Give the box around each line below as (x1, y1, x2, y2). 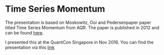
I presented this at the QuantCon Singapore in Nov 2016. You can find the (5, 39, 154, 45)
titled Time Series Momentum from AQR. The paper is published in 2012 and (5, 24, 160, 30)
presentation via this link (5, 44, 55, 50)
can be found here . (5, 30, 44, 36)
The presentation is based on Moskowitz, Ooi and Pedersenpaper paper (5, 19, 152, 25)
